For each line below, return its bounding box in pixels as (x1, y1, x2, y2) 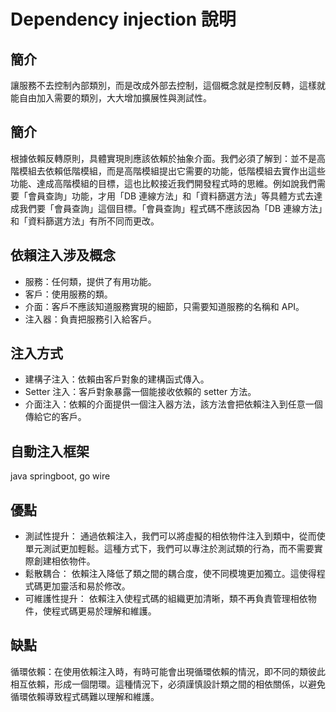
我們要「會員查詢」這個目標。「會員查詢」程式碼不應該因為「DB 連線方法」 (18, 202, 323, 214)
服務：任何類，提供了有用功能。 (24, 275, 157, 287)
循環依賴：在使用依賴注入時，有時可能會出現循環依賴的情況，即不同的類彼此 (10, 665, 326, 677)
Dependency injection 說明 (10, 8, 237, 31)
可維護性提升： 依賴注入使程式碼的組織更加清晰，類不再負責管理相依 (24, 593, 308, 605)
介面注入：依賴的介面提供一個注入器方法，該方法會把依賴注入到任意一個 (24, 398, 323, 410)
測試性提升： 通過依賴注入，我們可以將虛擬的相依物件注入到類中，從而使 (24, 530, 326, 542)
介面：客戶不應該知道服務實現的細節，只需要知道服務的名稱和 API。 (24, 300, 305, 312)
